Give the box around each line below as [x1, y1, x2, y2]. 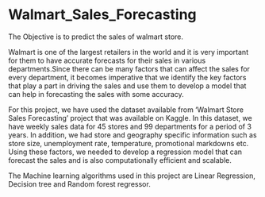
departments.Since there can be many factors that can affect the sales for [8, 64, 250, 73]
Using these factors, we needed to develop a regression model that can [8, 147, 243, 156]
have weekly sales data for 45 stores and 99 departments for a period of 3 [8, 122, 252, 131]
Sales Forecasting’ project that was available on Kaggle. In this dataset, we [8, 113, 252, 122]
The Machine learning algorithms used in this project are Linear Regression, [8, 171, 256, 180]
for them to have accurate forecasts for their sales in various [8, 56, 206, 65]
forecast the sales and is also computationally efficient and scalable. [8, 155, 232, 164]
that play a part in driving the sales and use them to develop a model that [8, 81, 247, 91]
